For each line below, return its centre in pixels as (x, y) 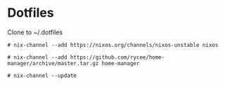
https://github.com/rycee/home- (117, 57)
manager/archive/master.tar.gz (53, 63)
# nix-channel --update (42, 76)
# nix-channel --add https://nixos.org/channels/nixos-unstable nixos (113, 45)
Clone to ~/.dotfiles (35, 32)
